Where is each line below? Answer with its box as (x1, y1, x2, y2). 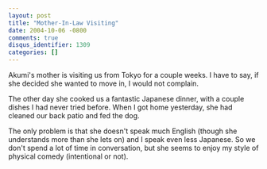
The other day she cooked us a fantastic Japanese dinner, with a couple (8, 94, 245, 103)
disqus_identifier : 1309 (8, 41, 91, 49)
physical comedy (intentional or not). (8, 152, 129, 161)
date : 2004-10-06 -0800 (8, 26, 87, 34)
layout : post (8, 11, 52, 20)
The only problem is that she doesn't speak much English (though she (8, 126, 238, 136)
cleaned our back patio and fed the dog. (8, 111, 141, 120)
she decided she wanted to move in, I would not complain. (8, 79, 199, 88)
